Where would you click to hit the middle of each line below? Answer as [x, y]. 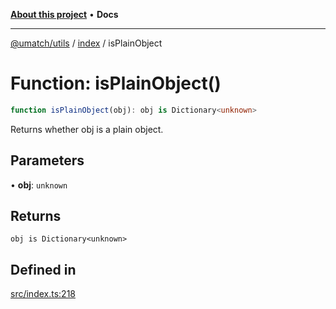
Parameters [47, 160]
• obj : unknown [39, 185]
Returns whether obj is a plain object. [87, 129]
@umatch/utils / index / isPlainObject [86, 43]
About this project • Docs [64, 14]
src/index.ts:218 [43, 294]
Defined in [43, 269]
